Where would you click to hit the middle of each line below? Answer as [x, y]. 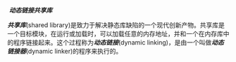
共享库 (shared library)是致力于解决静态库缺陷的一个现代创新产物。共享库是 [116, 25]
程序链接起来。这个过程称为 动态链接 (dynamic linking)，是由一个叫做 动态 [118, 42]
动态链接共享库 [31, 10]
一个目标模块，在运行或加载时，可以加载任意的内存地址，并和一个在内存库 [115, 34]
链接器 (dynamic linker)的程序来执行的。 [65, 51]
